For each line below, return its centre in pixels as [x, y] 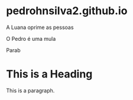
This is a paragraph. [30, 91]
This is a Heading [49, 74]
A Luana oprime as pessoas [40, 27]
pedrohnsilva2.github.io [67, 11]
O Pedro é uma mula [31, 38]
